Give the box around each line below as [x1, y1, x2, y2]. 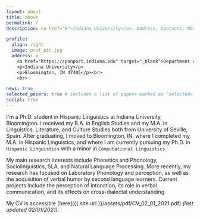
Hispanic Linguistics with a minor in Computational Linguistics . [6, 144, 167, 152]
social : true [6, 97, 39, 103]
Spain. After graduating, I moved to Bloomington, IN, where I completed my [6, 132, 190, 139]
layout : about [6, 8, 42, 15]
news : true [6, 86, 33, 92]
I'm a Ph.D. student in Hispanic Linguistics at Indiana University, [6, 113, 162, 120]
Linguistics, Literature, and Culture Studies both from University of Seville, [6, 126, 188, 133]
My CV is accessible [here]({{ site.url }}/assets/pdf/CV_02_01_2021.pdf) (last [6, 199, 193, 206]
